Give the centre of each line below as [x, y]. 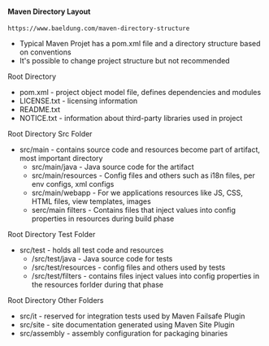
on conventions [45, 52]
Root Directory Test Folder [52, 235]
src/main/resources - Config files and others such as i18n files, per [143, 175]
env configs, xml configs [73, 184]
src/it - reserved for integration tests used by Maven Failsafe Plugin [132, 316]
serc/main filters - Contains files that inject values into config [134, 210]
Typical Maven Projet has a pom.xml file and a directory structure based [140, 44]
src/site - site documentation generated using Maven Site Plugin [127, 325]
